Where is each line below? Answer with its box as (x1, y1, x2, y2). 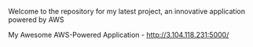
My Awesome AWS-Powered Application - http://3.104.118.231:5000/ (8, 31, 229, 39)
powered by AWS (8, 15, 64, 24)
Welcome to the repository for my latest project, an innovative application (8, 7, 246, 16)
